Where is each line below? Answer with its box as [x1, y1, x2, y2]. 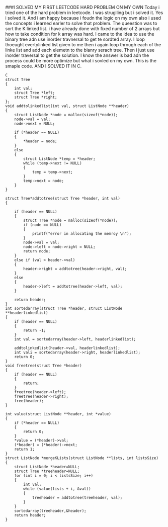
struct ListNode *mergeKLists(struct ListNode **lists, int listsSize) [5, 456, 158, 461]
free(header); [14, 398, 44, 403]
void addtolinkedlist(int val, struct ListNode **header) [5, 104, 129, 109]
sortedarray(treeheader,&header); [14, 508, 87, 513]
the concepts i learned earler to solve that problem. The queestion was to [5, 20, 157, 26]
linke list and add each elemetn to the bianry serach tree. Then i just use [5, 47, 155, 53]
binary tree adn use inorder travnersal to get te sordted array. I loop [5, 36, 145, 42]
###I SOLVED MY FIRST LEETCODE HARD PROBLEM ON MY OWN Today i [5, 5, 160, 10]
